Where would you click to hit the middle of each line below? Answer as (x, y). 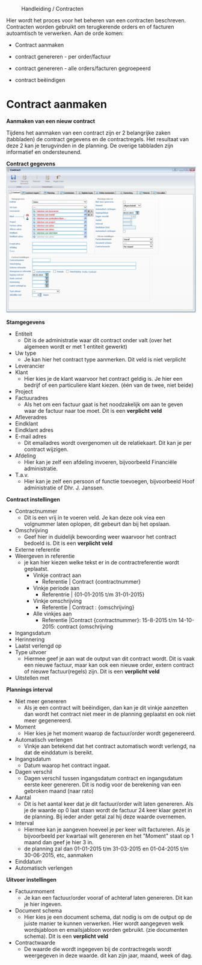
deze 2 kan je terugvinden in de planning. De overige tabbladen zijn (90, 145)
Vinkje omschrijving (57, 600)
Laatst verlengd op (38, 646)
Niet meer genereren (41, 701)
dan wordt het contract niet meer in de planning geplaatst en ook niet (109, 714)
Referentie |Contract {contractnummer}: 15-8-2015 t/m (109, 620)
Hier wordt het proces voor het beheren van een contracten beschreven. (96, 20)
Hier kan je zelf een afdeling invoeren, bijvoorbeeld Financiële (100, 462)
